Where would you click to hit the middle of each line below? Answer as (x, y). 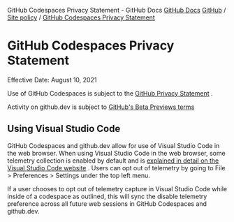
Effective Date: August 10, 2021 (52, 80)
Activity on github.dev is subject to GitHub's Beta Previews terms (101, 107)
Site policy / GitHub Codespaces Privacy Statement (81, 17)
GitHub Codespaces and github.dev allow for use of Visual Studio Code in (114, 145)
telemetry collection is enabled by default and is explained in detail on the (113, 161)
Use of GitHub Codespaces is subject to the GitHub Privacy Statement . (110, 93)
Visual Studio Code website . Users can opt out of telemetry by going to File (116, 168)
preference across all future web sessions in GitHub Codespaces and (107, 203)
